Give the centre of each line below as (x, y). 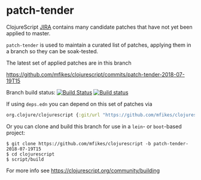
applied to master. (28, 33)
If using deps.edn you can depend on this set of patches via (79, 104)
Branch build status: (31, 92)
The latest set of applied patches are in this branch (69, 63)
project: (16, 133)
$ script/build (25, 159)
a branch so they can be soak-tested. (52, 51)
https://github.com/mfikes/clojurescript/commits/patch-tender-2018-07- (96, 74)
